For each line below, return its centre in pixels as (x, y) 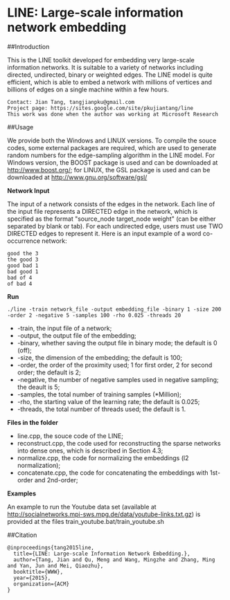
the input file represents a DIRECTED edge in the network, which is (103, 211)
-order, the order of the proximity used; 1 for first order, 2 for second (115, 365)
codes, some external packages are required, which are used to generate (112, 147)
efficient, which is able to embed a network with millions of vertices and (110, 82)
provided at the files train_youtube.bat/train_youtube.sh (86, 521)
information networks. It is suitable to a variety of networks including (105, 67)
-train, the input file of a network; (64, 328)
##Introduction (28, 46)
